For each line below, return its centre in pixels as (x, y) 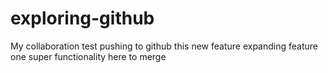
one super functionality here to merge (88, 56)
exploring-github (82, 18)
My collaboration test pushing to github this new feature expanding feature (164, 46)
